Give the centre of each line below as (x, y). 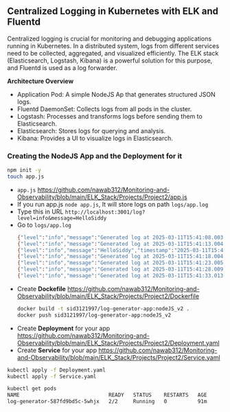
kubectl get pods (32, 389)
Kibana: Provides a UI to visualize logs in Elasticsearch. (95, 138)
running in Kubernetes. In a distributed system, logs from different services (113, 46)
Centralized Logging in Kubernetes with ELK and (113, 11)
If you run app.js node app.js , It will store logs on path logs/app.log (113, 204)
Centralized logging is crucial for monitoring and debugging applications (109, 38)
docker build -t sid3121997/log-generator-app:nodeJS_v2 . (103, 308)
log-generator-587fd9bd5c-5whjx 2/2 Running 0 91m (107, 402)
